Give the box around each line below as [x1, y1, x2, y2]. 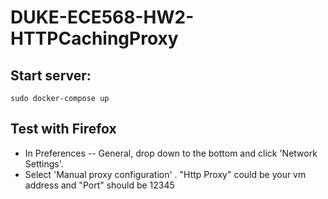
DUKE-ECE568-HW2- [10, 6, 195, 29]
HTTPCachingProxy [10, 27, 179, 50]
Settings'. [24, 157, 64, 170]
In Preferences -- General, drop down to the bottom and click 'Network [24, 147, 318, 159]
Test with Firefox [10, 121, 117, 138]
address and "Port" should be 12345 [24, 179, 175, 191]
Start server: [10, 67, 92, 84]
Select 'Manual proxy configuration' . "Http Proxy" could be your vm [24, 168, 307, 180]
